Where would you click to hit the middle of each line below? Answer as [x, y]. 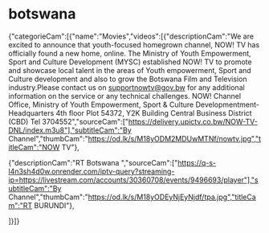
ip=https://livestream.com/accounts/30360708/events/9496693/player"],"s [133, 180]
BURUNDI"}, [54, 205]
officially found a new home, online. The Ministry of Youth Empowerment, [130, 53]
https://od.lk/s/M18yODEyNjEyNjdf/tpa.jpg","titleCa [172, 197]
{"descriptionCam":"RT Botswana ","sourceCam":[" [93, 162]
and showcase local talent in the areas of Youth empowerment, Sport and [130, 70]
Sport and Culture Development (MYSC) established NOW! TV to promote [130, 62]
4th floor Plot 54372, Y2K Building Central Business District [154, 112]
